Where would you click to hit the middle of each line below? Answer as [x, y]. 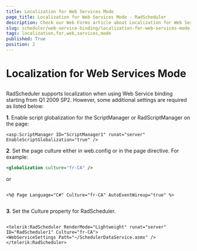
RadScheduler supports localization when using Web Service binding [89, 94]
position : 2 [21, 45]
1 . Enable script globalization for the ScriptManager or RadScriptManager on [98, 118]
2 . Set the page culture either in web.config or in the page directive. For [93, 151]
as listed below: [25, 106]
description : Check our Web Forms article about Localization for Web [94, 22]
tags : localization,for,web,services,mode [59, 34]
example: [17, 157]
